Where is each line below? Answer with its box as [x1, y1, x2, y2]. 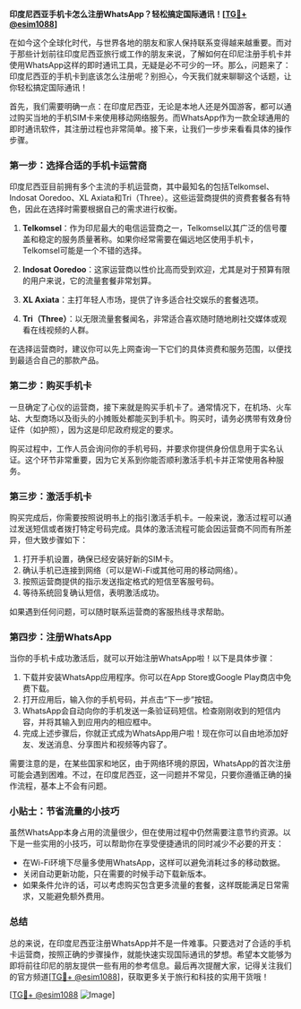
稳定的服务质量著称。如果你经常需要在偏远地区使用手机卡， [38, 234, 258, 245]
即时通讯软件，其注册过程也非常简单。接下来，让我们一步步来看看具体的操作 [9, 124, 292, 134]
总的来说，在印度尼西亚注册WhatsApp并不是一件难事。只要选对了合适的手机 [9, 937, 291, 948]
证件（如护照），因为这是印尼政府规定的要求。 [9, 424, 178, 435]
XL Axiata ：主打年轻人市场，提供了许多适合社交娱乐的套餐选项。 [21, 295, 264, 306]
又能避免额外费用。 [38, 891, 109, 901]
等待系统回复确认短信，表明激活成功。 [21, 587, 164, 598]
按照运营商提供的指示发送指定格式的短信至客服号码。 [21, 575, 219, 586]
